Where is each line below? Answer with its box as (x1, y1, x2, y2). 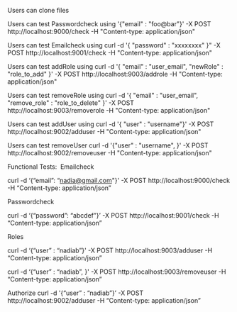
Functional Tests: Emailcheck (7, 162, 94, 171)
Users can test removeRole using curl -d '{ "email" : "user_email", (7, 91, 199, 99)
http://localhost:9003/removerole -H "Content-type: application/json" (7, 106, 211, 114)
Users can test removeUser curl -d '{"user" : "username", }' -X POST (7, 141, 209, 150)
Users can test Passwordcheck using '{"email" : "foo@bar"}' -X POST (7, 20, 211, 28)
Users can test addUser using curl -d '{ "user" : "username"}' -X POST (7, 120, 214, 128)
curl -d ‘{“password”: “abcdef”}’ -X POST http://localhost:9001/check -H (7, 211, 219, 219)
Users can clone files (7, 6, 70, 14)
